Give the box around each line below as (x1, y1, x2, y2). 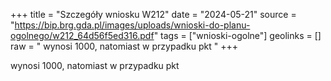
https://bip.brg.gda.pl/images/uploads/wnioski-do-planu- (14, 19, 251, 31)
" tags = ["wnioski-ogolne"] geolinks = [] (153, 30, 322, 41)
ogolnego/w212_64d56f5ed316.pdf (10, 30, 155, 41)
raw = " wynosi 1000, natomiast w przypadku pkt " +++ (10, 40, 238, 52)
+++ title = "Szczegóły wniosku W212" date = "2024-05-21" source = (10, 9, 297, 20)
